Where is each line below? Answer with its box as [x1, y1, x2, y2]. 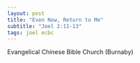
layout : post [7, 10, 45, 17]
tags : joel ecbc [7, 29, 54, 36]
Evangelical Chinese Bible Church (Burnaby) [7, 48, 134, 56]
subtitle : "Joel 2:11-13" [7, 23, 82, 29]
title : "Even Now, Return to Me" [7, 16, 104, 23]
